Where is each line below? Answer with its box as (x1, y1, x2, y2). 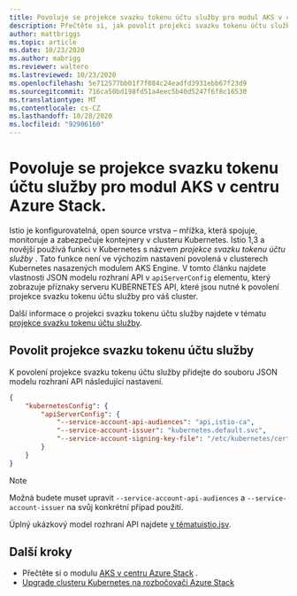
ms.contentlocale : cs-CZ (9, 104, 101, 112)
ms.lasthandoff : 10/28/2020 (9, 112, 113, 120)
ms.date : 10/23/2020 (9, 46, 86, 55)
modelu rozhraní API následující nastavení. (9, 375, 164, 386)
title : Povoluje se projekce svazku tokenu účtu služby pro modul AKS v (9, 12, 283, 22)
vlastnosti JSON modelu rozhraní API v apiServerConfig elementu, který (9, 272, 271, 283)
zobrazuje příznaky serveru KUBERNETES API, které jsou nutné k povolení (9, 281, 280, 292)
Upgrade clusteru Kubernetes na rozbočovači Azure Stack (21, 577, 235, 588)
